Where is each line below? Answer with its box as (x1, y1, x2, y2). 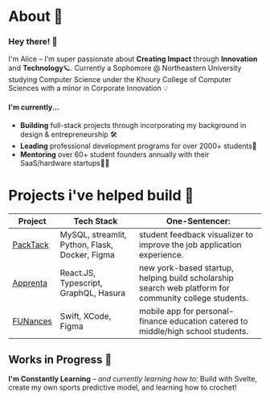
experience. (139, 249, 184, 260)
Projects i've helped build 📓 (8, 186, 194, 204)
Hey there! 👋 (8, 36, 58, 47)
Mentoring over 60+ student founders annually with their (19, 149, 210, 159)
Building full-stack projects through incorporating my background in (19, 120, 247, 130)
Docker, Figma (59, 249, 115, 260)
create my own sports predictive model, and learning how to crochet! (8, 382, 237, 393)
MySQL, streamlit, (59, 229, 127, 240)
